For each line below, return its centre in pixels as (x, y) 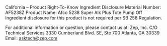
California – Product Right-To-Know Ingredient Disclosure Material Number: (83, 7)
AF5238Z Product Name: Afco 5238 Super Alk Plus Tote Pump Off (74, 12)
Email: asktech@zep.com (31, 38)
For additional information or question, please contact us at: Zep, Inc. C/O (81, 27)
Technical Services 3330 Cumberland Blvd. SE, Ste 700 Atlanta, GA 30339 (82, 33)
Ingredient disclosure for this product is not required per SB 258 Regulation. (84, 18)
